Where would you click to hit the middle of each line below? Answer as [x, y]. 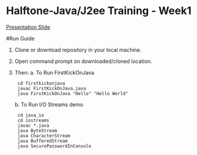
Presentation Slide [28, 27]
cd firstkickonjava [41, 83]
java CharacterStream [44, 136]
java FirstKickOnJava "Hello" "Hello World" [73, 93]
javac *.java [33, 125]
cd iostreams [33, 120]
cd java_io [31, 115]
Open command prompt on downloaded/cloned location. [83, 61]
